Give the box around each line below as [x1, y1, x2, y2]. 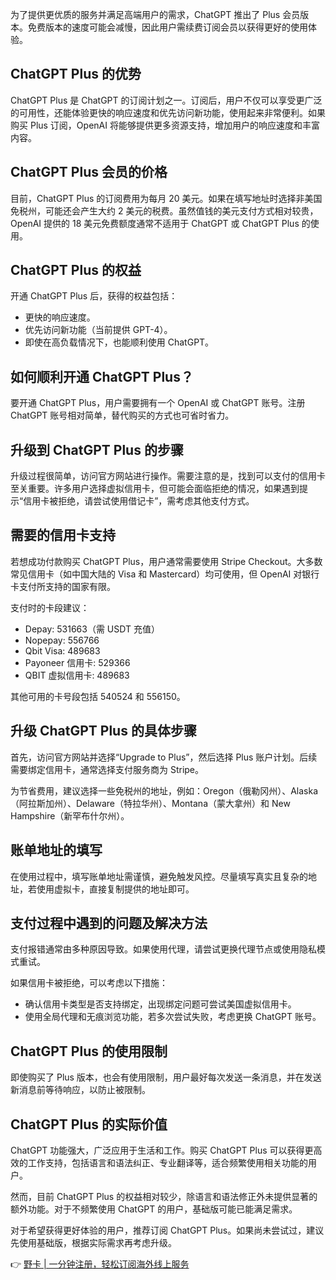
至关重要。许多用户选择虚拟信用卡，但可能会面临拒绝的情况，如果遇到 [10, 483, 300, 495]
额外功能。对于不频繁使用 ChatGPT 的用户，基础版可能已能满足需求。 [10, 1203, 298, 1215]
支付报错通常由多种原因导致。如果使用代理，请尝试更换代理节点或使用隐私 [10, 943, 317, 955]
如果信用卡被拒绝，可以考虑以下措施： [10, 977, 168, 989]
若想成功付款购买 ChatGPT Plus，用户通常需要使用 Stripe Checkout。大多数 [10, 555, 323, 567]
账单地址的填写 [10, 842, 103, 859]
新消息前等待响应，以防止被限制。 [10, 1084, 151, 1096]
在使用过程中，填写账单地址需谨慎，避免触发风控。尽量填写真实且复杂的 [10, 870, 308, 882]
